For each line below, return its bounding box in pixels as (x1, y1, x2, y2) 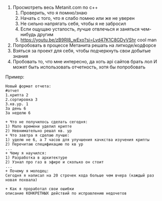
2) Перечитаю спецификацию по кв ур (5, 142, 83, 147)
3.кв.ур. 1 (5, 102, 29, 107)
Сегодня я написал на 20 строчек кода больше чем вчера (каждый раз (5, 173, 154, 178)
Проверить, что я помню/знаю (20, 10, 88, 16)
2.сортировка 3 (5, 97, 38, 102)
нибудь (20, 32, 37, 37)
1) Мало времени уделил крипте (5, 124, 72, 129)
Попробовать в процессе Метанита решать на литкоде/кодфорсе (12, 42, 157, 48)
